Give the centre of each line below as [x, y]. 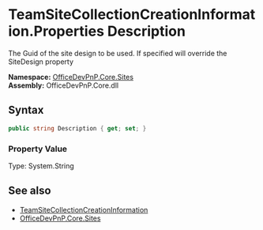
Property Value [38, 149]
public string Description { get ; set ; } [77, 128]
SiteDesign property [41, 62]
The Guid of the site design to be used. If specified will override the [118, 53]
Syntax [26, 110]
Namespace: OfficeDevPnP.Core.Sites [71, 77]
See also [30, 191]
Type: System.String [41, 166]
